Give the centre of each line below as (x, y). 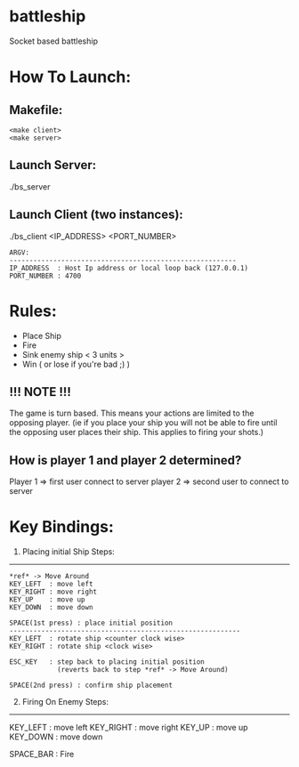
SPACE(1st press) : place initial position (91, 623)
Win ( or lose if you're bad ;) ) (76, 364)
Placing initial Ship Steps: (69, 552)
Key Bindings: (61, 527)
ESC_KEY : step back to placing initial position (107, 662)
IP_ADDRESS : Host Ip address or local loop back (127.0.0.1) (129, 268)
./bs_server (30, 186)
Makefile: (36, 110)
